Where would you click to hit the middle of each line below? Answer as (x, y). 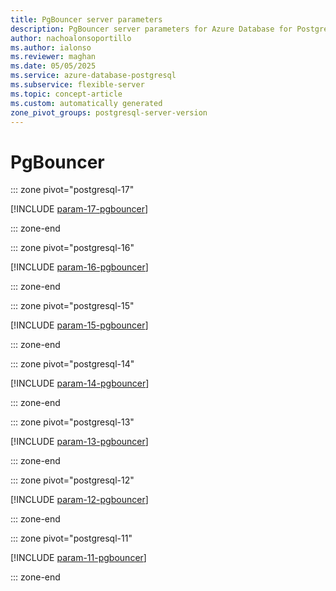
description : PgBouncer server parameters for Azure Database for (151, 29)
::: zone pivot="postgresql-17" (72, 190)
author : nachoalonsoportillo (71, 38)
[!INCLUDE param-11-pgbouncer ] (78, 558)
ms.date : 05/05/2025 (53, 66)
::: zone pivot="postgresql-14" (72, 364)
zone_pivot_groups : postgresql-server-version (109, 112)
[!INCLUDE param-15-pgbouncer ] (79, 325)
